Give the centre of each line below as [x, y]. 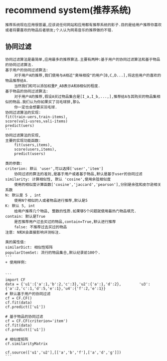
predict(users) [30, 154]
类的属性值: [16, 242]
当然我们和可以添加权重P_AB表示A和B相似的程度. [57, 86]
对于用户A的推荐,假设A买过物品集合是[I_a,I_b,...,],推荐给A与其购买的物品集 [85, 96]
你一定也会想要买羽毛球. [36, 107]
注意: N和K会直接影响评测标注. [33, 232]
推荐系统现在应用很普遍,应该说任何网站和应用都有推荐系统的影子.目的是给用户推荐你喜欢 [83, 25]
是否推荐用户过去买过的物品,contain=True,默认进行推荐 [65, 222]
